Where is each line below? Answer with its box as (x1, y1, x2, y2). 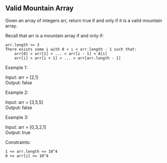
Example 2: (5, 89, 29, 95)
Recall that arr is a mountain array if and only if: (5, 32, 104, 38)
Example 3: (5, 114, 29, 120)
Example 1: (5, 64, 28, 70)
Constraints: (5, 139, 31, 145)
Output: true (5, 129, 31, 135)
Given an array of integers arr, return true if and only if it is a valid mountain (5, 17, 162, 23)
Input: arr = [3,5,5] (5, 99, 44, 105)
